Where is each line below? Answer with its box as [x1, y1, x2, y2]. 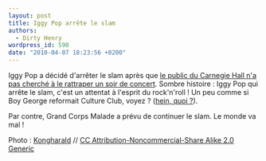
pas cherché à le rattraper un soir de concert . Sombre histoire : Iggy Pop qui [8, 79, 259, 88]
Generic [8, 144, 34, 153]
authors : [8, 26, 37, 34]
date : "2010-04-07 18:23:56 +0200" [8, 49, 127, 57]
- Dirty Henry [15, 33, 62, 42]
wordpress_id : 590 [8, 41, 69, 49]
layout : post [8, 11, 52, 20]
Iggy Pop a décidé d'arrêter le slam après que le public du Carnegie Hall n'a [8, 71, 257, 80]
